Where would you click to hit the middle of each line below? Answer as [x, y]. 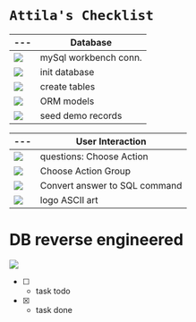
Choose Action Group [85, 171]
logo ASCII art [69, 199]
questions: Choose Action [94, 157]
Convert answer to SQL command [111, 185]
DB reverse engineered [96, 240]
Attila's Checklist [81, 16]
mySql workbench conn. [91, 57]
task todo [53, 291]
